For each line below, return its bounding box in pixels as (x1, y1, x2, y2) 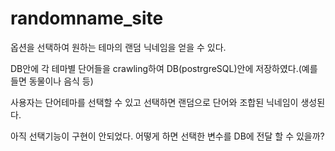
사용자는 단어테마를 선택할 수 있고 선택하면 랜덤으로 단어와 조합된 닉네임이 (10, 96, 299, 108)
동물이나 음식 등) (28, 75, 94, 87)
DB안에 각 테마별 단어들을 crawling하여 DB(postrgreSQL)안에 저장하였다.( (10, 62, 302, 74)
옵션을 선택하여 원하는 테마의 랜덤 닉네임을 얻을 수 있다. (10, 41, 227, 53)
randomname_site (10, 7, 164, 30)
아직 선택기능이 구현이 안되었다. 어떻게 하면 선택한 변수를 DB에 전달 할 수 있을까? (10, 130, 325, 142)
